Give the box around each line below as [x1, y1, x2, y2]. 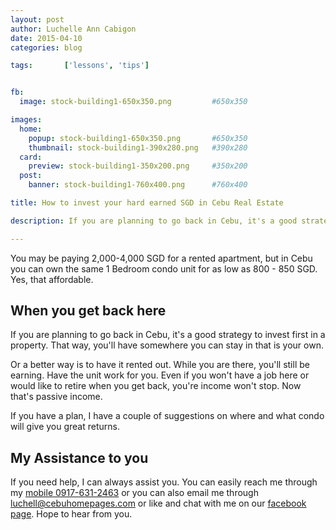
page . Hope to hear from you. [10, 508, 133, 520]
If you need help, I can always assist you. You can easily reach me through [10, 476, 318, 488]
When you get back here [10, 302, 167, 320]
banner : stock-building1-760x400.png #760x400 [28, 180, 248, 190]
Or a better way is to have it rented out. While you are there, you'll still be [10, 359, 310, 371]
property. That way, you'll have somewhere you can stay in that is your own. [10, 339, 324, 351]
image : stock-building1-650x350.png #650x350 [19, 97, 248, 107]
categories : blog [10, 42, 83, 53]
